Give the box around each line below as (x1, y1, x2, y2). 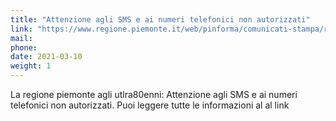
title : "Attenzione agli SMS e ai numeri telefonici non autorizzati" (10, 14, 311, 25)
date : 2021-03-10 (10, 52, 83, 62)
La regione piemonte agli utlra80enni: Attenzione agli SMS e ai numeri (10, 89, 298, 100)
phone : (10, 42, 38, 53)
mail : (10, 33, 33, 43)
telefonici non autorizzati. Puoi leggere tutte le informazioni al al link (10, 99, 290, 111)
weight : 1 (10, 61, 52, 71)
